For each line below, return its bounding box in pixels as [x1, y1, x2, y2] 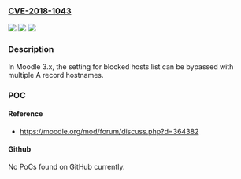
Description [8, 44, 54, 55]
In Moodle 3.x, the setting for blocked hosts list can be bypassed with [8, 61, 234, 71]
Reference [8, 109, 43, 119]
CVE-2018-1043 [8, 5, 72, 16]
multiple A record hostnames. [8, 70, 104, 79]
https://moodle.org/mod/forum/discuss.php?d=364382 [19, 126, 199, 136]
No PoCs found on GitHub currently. [8, 162, 125, 171]
